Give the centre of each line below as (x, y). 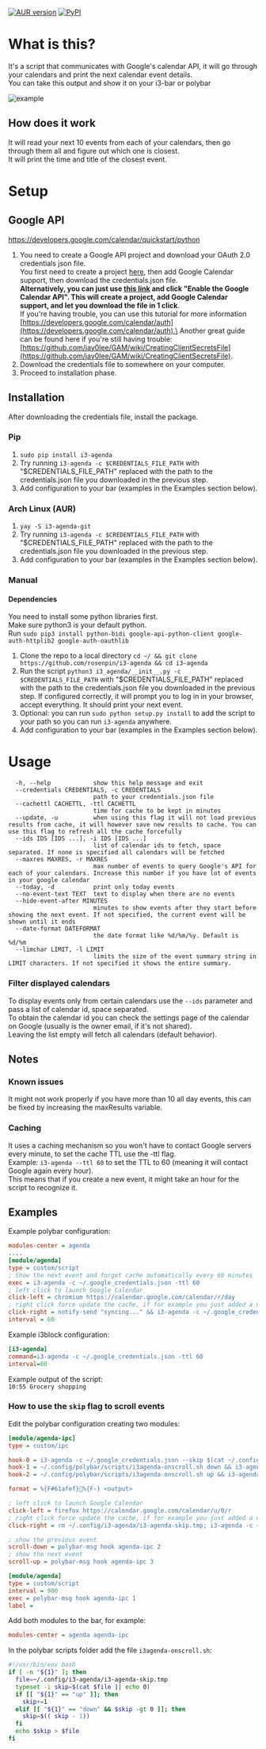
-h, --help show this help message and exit (109, 783)
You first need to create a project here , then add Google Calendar (126, 271)
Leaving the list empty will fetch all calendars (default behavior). (113, 1034)
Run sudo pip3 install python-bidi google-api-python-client (112, 633)
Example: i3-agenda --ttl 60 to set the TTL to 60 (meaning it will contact (128, 1162)
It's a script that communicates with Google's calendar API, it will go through (133, 66)
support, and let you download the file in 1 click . (100, 305)
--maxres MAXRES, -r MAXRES (62, 860)
